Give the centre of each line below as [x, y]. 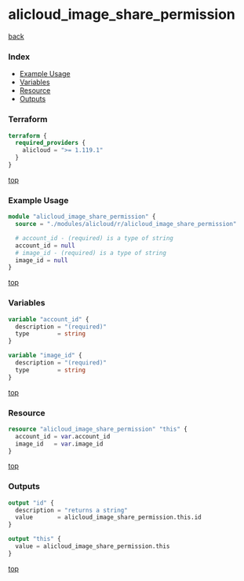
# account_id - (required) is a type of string [95, 238]
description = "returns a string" [71, 510]
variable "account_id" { [49, 319]
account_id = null [46, 246]
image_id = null [42, 260]
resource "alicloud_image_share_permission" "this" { [98, 429]
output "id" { [31, 503]
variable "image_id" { [45, 356]
